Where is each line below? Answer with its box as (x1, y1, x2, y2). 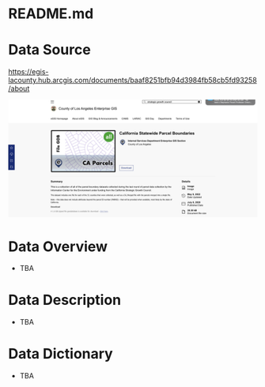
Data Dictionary (8, 345, 113, 363)
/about (8, 84, 30, 93)
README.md (8, 5, 94, 23)
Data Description (8, 291, 122, 309)
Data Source (8, 41, 91, 59)
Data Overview (8, 238, 108, 255)
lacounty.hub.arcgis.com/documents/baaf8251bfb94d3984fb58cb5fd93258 (8, 76, 257, 85)
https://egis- (8, 67, 49, 77)
